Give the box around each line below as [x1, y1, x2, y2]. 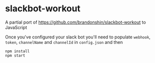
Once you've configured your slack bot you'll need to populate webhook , [5, 34, 151, 40]
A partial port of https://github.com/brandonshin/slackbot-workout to [5, 19, 146, 25]
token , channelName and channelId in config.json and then [5, 39, 123, 45]
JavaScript [5, 24, 27, 30]
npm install [5, 49, 30, 54]
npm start [5, 53, 26, 58]
